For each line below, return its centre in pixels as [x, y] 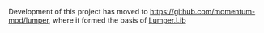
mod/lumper [29, 20]
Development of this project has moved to [78, 12]
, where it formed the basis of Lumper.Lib [117, 20]
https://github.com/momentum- [202, 12]
